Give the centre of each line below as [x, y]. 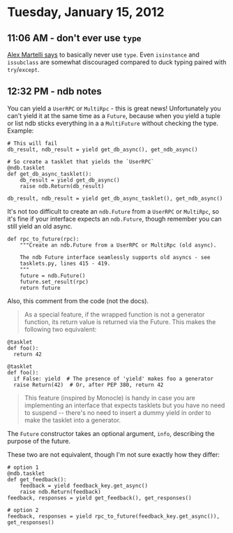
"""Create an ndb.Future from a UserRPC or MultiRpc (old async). [118, 245]
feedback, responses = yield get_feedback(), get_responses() [99, 498]
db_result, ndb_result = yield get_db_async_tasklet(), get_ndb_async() [115, 198]
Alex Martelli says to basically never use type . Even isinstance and [104, 54]
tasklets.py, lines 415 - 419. [65, 263]
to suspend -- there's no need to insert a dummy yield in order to [118, 412]
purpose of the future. [39, 441]
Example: [21, 131]
